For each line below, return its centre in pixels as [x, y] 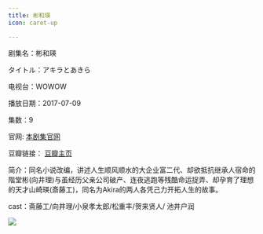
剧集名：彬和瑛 [32, 53]
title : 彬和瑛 [29, 15]
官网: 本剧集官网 [34, 136]
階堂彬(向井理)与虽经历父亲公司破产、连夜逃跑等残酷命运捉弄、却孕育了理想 [131, 179]
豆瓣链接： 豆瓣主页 [40, 153]
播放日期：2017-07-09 [44, 103]
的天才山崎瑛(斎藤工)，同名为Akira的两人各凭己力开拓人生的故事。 [115, 189]
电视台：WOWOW [37, 86]
